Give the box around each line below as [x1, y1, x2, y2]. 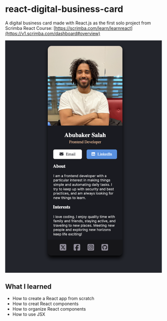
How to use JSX [12, 312, 46, 318]
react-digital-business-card [5, 3, 123, 15]
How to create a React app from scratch [12, 296, 94, 302]
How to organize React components [12, 306, 86, 312]
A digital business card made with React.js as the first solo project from [5, 20, 151, 26]
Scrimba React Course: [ [5, 25, 56, 31]
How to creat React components [12, 301, 79, 307]
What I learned [5, 282, 52, 291]
